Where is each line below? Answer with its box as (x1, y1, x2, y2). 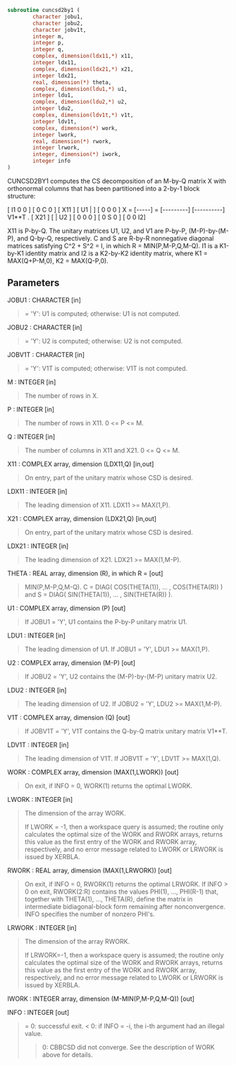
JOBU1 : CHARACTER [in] (7, 296, 81, 304)
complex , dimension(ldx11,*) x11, (32, 53, 134, 60)
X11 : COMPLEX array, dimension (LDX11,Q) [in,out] (7, 459, 154, 468)
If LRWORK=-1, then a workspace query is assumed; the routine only (24, 951, 224, 959)
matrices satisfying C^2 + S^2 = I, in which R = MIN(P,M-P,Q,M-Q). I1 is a (7, 241, 218, 250)
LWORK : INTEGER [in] (7, 795, 73, 803)
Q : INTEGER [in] (7, 432, 56, 441)
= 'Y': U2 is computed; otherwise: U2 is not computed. (24, 336, 183, 345)
